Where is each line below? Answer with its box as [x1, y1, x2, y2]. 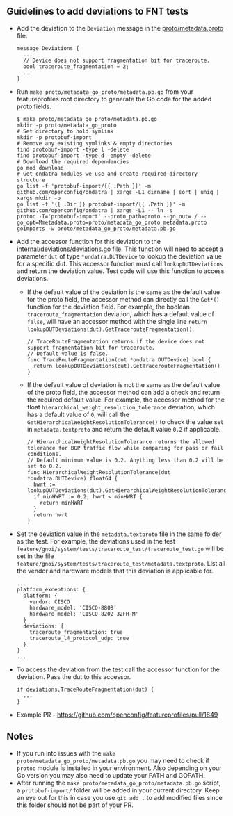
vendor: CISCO [29, 598, 70, 605]
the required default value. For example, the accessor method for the [26, 395, 225, 404]
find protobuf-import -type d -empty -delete [16, 152, 151, 159]
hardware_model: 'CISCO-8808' [29, 604, 117, 611]
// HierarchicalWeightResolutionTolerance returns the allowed [26, 438, 215, 446]
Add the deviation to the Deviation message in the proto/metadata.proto [16, 24, 224, 32]
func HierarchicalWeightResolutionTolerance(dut [26, 468, 171, 475]
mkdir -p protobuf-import [16, 133, 92, 141]
